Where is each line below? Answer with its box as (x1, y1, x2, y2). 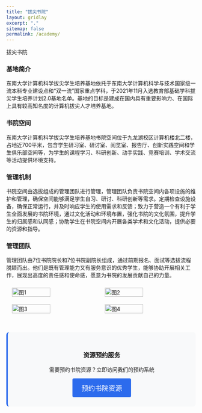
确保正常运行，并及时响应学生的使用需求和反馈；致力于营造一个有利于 (16, 203, 191, 210)
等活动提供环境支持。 (6, 156, 59, 163)
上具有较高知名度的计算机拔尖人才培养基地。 (6, 102, 117, 110)
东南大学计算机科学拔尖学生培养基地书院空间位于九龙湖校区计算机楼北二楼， (6, 134, 196, 141)
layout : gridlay (6, 14, 47, 20)
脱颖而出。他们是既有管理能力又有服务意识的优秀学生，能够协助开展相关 (6, 264, 185, 272)
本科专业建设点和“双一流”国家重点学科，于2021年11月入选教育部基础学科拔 (11, 87, 196, 95)
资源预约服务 (83, 351, 121, 359)
